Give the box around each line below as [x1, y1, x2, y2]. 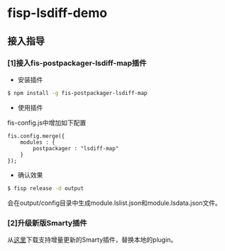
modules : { [20, 138, 55, 146]
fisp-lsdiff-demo [7, 5, 108, 21]
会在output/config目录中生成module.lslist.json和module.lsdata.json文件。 [7, 199, 221, 207]
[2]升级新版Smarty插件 [7, 218, 87, 228]
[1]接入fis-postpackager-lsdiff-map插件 [7, 58, 147, 68]
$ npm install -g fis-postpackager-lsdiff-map [7, 89, 148, 96]
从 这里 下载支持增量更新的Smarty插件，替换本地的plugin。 [7, 235, 177, 244]
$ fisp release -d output [7, 184, 84, 192]
